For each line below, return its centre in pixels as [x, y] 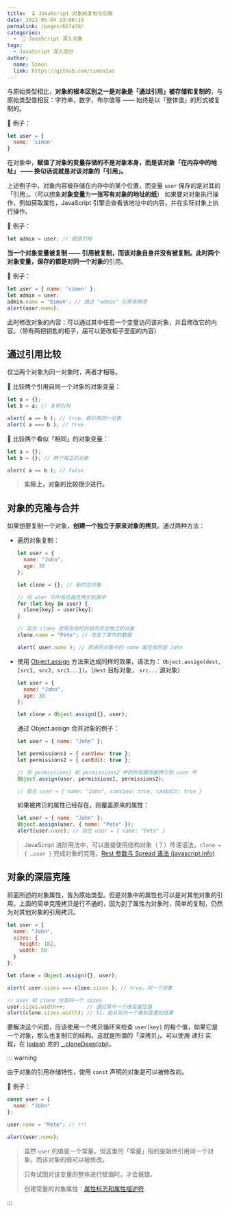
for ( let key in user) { [52, 604]
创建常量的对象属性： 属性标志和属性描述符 [84, 1188]
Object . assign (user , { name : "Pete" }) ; [75, 824]
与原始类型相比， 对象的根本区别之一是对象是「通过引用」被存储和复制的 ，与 [115, 91]
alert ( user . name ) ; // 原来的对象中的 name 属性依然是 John [100, 647]
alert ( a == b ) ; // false [46, 470]
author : [18, 58]
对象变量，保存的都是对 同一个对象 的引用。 [67, 261]
